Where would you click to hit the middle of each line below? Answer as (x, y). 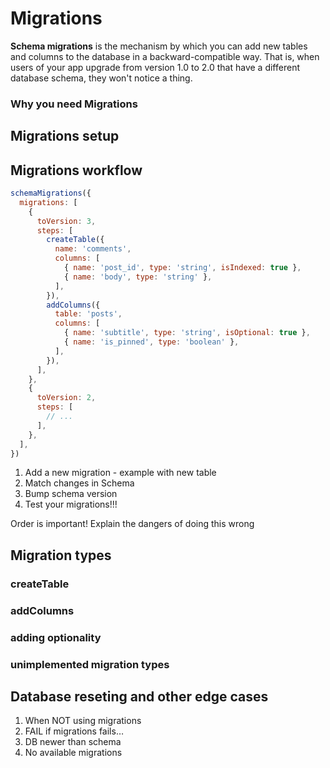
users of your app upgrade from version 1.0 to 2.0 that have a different (155, 67)
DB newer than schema (73, 742)
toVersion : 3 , (66, 221)
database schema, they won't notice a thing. (101, 78)
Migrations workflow (76, 170)
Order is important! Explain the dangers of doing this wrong (132, 524)
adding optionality (56, 637)
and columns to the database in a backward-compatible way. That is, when (165, 56)
